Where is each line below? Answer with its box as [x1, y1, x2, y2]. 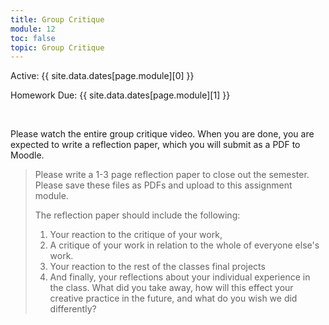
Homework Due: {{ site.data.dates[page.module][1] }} [10, 89, 231, 101]
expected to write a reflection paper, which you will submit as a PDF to [10, 139, 301, 151]
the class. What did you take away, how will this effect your [49, 282, 294, 294]
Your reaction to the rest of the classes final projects [49, 261, 266, 273]
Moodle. [10, 149, 45, 161]
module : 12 [10, 24, 56, 34]
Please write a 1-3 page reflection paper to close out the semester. [34, 169, 310, 181]
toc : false [10, 33, 56, 43]
